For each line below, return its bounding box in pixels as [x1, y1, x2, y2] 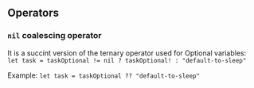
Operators [7, 6, 60, 20]
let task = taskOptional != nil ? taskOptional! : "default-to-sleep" [7, 56, 247, 64]
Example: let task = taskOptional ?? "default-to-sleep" [7, 71, 201, 80]
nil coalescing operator [7, 30, 102, 41]
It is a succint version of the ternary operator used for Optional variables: [7, 48, 247, 58]
